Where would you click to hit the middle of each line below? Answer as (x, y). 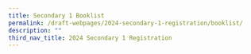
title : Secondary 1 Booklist (56, 15)
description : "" (35, 30)
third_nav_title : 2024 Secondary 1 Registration (90, 38)
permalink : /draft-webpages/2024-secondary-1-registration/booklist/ (126, 23)
